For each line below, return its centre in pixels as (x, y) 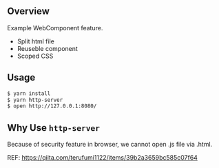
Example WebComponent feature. (55, 28)
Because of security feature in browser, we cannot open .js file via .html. (110, 145)
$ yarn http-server (35, 100)
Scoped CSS (35, 56)
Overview (29, 11)
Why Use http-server (53, 128)
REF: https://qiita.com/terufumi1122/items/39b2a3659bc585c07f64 (103, 158)
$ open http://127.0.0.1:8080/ (52, 106)
